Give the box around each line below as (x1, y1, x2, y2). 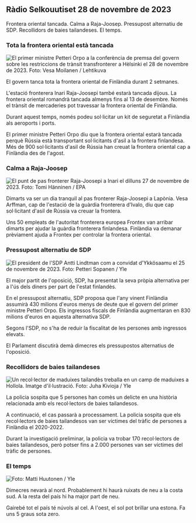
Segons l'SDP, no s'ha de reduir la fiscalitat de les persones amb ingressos (6, 324, 187, 331)
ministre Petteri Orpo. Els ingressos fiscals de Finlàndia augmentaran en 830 (6, 307, 191, 314)
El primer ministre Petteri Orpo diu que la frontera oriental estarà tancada (6, 131, 182, 138)
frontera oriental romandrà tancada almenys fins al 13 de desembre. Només (6, 96, 188, 103)
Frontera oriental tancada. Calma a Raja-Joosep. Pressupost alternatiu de (6, 20, 183, 27)
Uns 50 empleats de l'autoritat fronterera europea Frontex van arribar (6, 219, 174, 226)
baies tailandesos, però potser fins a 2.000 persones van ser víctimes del (6, 442, 183, 448)
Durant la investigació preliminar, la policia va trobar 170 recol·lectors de (6, 435, 180, 442)
